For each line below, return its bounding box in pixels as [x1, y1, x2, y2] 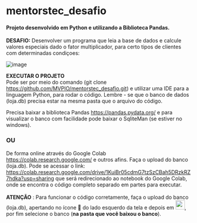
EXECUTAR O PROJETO [6, 73, 65, 80]
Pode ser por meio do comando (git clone [6, 78, 107, 86]
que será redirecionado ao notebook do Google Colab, [55, 175, 188, 182]
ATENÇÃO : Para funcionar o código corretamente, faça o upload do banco [6, 194, 189, 201]
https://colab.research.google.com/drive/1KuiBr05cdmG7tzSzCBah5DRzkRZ [6, 168, 191, 175]
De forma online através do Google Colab [6, 149, 106, 157]
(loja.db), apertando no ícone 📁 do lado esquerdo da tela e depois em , [6, 204, 186, 211]
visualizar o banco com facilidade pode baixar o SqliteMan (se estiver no [6, 115, 182, 122]
